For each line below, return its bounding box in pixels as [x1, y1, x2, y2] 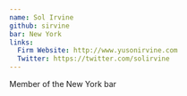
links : [9, 37, 34, 47]
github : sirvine [9, 21, 70, 30]
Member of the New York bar [9, 79, 117, 89]
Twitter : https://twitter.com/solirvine [17, 54, 170, 63]
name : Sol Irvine [9, 12, 74, 22]
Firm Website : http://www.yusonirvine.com [17, 46, 178, 55]
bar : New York [9, 29, 63, 38]
